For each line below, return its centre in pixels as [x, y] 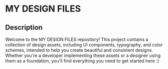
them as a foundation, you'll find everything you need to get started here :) [82, 61]
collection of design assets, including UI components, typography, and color [84, 45]
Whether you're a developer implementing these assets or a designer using [83, 55]
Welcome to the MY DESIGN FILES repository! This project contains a [77, 39]
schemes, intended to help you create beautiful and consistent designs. [79, 50]
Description [24, 27]
